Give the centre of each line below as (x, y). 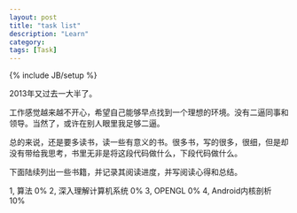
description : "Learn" (49, 34)
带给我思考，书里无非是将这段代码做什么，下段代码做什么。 (133, 153)
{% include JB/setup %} (53, 75)
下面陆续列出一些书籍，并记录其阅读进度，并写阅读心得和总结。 (125, 172)
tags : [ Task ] (33, 50)
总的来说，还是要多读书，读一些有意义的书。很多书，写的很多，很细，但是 (145, 142)
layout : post (33, 17)
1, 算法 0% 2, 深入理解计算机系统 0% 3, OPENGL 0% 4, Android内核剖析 (141, 191)
